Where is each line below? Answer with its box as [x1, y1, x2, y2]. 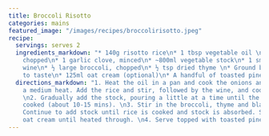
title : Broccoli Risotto [8, 11, 91, 20]
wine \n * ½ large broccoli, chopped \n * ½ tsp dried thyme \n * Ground [22, 64, 256, 72]
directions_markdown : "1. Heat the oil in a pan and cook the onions [15, 78, 252, 86]
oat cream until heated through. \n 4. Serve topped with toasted [22, 116, 246, 124]
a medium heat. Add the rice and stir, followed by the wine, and [22, 86, 249, 94]
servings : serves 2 [15, 42, 81, 50]
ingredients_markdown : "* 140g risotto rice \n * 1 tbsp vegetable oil [15, 49, 252, 57]
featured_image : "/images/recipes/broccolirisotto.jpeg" [8, 26, 203, 34]
